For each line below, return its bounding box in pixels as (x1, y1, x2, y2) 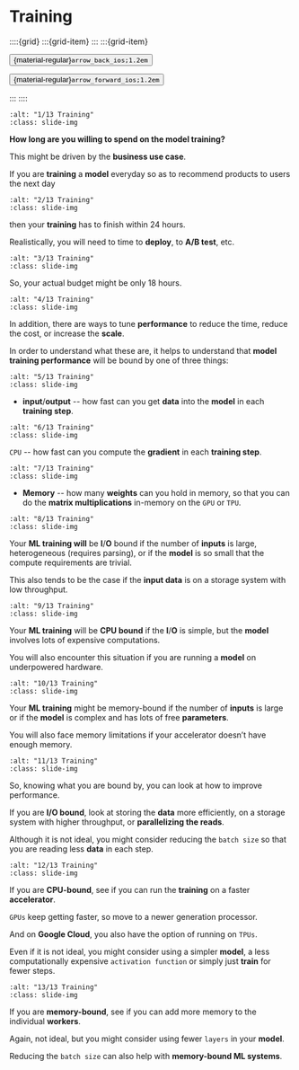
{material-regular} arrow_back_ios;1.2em (13, 55, 148, 65)
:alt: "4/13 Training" (9, 295, 94, 304)
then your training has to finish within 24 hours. (9, 218, 186, 230)
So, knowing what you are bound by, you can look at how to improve (9, 780, 263, 791)
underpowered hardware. (9, 661, 103, 672)
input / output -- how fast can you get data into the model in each (22, 395, 265, 406)
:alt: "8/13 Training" (9, 514, 94, 523)
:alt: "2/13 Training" (9, 195, 94, 204)
